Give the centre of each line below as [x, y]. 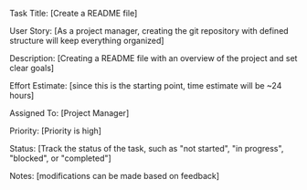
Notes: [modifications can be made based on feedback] [115, 176]
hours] [22, 95]
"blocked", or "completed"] [60, 158]
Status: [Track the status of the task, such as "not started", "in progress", [147, 148]
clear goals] [32, 68]
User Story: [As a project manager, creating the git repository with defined [149, 31]
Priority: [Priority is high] [56, 131]
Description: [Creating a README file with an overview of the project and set [153, 58]
